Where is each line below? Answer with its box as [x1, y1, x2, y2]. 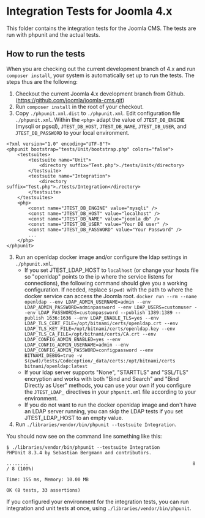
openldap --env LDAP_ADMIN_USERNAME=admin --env [24, 299, 151, 305]
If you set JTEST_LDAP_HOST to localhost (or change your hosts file [24, 266, 199, 274]
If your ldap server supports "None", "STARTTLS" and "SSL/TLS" [24, 369, 188, 376]
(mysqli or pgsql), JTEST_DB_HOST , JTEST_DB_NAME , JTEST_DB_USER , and [15, 122, 187, 130]
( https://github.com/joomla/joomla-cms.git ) [15, 96, 125, 103]
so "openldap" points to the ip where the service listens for [24, 272, 173, 280]
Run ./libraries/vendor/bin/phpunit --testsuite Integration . [15, 421, 176, 428]
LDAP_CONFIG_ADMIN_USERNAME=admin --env [24, 342, 129, 348]
